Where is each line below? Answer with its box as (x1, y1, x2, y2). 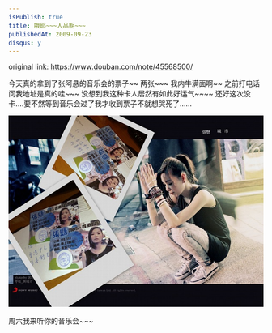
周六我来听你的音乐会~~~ (8, 316, 94, 326)
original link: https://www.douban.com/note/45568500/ (8, 62, 193, 72)
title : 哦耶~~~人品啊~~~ (8, 21, 87, 30)
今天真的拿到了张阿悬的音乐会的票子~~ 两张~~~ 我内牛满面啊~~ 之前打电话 (8, 79, 261, 88)
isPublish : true (8, 13, 63, 21)
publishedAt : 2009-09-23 (8, 30, 92, 38)
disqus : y (8, 39, 42, 47)
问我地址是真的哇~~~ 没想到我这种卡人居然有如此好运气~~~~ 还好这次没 (8, 89, 251, 99)
